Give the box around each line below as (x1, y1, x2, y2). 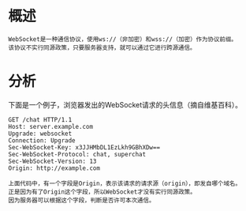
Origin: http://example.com (8, 164, 101, 172)
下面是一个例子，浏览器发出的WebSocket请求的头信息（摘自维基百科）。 (8, 100, 243, 109)
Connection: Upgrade (8, 136, 76, 145)
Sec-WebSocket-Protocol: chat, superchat (8, 150, 147, 158)
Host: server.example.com (8, 122, 93, 130)
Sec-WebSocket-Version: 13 (8, 157, 97, 165)
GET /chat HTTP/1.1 (8, 115, 73, 123)
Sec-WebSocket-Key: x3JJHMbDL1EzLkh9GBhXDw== (8, 143, 160, 151)
